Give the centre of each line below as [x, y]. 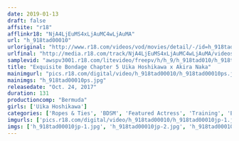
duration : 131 [28, 93]
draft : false [27, 21]
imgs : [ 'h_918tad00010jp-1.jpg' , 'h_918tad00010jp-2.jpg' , [97, 126]
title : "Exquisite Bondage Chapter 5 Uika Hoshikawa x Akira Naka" [110, 67]
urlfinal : [22, 54]
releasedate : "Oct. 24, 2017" [52, 87]
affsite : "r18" [30, 27]
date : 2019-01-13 [33, 14]
